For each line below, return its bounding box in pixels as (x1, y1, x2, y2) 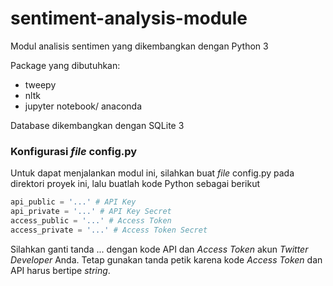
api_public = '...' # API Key (10, 197, 137, 207)
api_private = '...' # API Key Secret (10, 207, 172, 217)
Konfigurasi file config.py (10, 144, 138, 158)
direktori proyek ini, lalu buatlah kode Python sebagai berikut (10, 178, 261, 190)
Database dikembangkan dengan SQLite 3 (10, 119, 185, 131)
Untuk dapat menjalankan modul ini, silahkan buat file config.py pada (10, 167, 295, 179)
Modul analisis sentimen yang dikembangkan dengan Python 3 (10, 40, 269, 52)
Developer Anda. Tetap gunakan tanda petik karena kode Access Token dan (10, 253, 323, 266)
